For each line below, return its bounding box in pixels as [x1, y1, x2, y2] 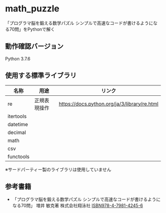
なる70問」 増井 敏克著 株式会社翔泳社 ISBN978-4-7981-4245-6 [12, 203, 143, 209]
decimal [7, 129, 26, 136]
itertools [7, 113, 27, 120]
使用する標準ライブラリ [5, 71, 77, 80]
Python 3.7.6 [5, 56, 31, 62]
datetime [7, 121, 28, 128]
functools [7, 153, 30, 160]
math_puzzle [5, 3, 60, 14]
